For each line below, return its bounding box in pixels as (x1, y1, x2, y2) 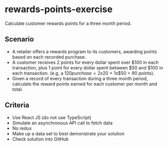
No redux (12, 125, 32, 131)
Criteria (5, 101, 30, 109)
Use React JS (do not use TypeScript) (12, 114, 92, 120)
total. (12, 86, 23, 92)
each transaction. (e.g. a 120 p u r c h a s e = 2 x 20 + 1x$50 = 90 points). (12, 70, 155, 76)
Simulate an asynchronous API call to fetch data (12, 120, 113, 126)
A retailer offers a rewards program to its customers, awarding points (12, 48, 157, 54)
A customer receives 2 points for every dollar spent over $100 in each (12, 59, 159, 65)
